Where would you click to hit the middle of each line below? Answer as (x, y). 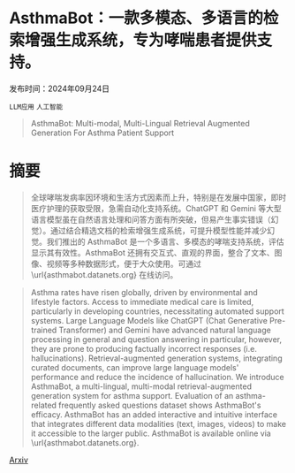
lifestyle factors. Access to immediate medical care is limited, (142, 301)
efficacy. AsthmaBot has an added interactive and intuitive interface (154, 414)
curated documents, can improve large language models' (135, 367)
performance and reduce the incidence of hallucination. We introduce (157, 377)
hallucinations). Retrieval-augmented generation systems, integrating (156, 358)
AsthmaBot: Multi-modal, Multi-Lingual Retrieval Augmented (140, 123)
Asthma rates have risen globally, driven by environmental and (144, 292)
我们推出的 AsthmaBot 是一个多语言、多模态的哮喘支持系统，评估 (165, 241)
